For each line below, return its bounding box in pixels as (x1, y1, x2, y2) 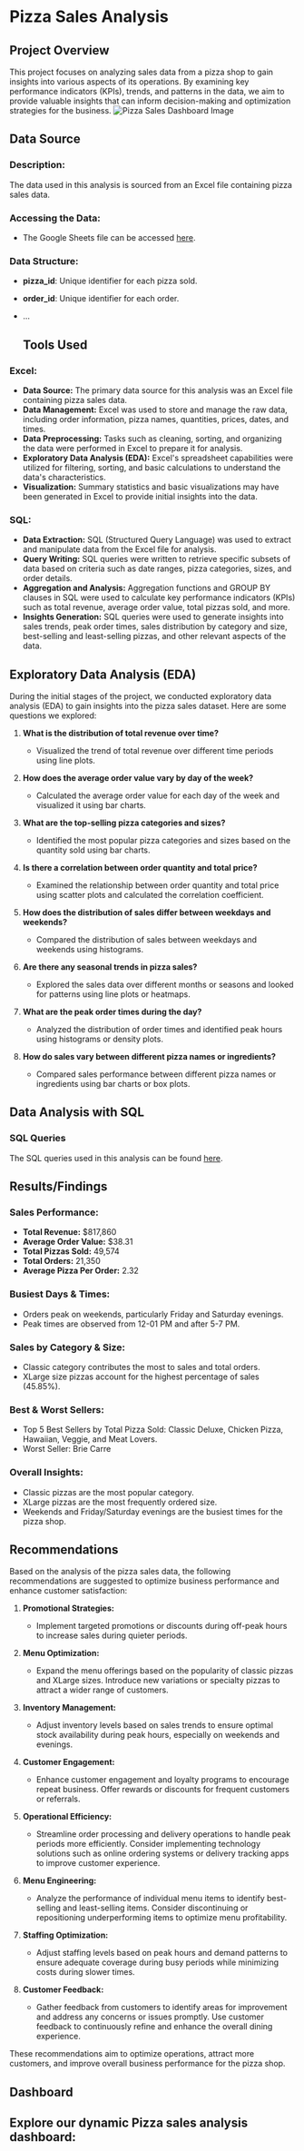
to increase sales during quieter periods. (35, 1630, 188, 1641)
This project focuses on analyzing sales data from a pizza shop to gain (9, 66, 274, 77)
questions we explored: (9, 710, 97, 721)
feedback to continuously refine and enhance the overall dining (35, 2021, 273, 2032)
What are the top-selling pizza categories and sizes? (22, 817, 226, 828)
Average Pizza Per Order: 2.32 (22, 1265, 139, 1277)
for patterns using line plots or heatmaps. (35, 989, 191, 1000)
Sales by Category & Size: (9, 1341, 125, 1354)
